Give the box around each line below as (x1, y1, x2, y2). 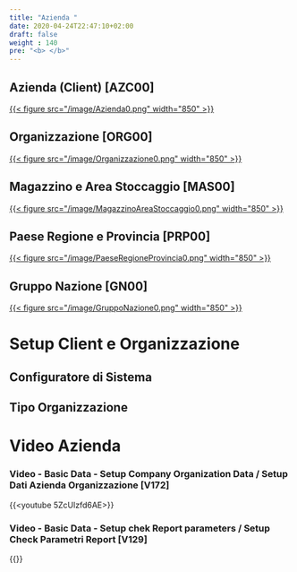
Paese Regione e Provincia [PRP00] (9, 229, 211, 244)
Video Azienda (9, 436, 122, 456)
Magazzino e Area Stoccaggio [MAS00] (9, 179, 235, 195)
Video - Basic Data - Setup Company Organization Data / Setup (9, 468, 288, 481)
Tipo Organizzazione (9, 400, 128, 415)
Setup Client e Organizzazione (9, 334, 240, 354)
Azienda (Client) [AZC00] (9, 80, 155, 95)
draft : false (9, 30, 58, 39)
